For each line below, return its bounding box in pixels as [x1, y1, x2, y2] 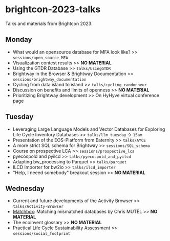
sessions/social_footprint [12, 231, 71, 236]
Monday [5, 35, 32, 44]
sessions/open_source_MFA [12, 55, 68, 60]
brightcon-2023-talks [5, 4, 101, 15]
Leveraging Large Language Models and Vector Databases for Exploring [12, 126, 165, 132]
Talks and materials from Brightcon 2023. [5, 20, 93, 27]
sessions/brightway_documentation [12, 77, 87, 82]
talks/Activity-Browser [12, 204, 64, 209]
